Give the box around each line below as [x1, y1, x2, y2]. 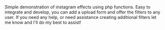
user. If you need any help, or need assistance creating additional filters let [4, 15, 157, 20]
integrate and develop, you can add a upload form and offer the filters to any [4, 9, 161, 15]
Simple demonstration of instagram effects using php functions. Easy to [4, 4, 151, 10]
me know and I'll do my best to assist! [4, 19, 82, 25]
